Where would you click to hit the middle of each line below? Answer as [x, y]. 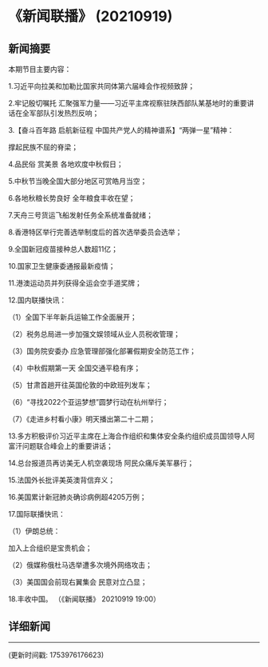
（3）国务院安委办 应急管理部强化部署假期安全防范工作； [102, 351]
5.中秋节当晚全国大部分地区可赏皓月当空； [78, 181]
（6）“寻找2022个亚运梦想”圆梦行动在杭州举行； [89, 402]
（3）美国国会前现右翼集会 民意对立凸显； [78, 582]
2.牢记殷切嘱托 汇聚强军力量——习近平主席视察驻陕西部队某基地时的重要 [128, 103]
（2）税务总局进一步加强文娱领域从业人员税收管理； [95, 334]
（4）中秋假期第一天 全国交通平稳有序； [75, 368]
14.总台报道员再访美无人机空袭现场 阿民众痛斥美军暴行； [101, 463]
